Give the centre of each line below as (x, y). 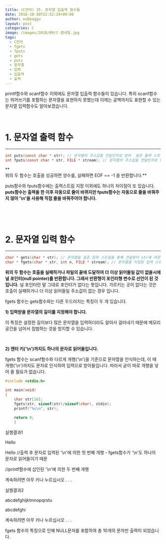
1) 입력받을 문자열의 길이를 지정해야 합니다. (46, 312)
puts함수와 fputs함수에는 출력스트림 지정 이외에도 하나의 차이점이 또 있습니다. (80, 186)
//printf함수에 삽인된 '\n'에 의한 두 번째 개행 (47, 469)
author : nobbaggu (23, 19)
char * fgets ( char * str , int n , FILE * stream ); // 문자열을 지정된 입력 (79, 262)
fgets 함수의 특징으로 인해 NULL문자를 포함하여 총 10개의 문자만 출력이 (74, 530)
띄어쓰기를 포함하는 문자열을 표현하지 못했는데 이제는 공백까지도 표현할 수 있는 (85, 100)
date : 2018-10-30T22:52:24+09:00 (40, 14)
